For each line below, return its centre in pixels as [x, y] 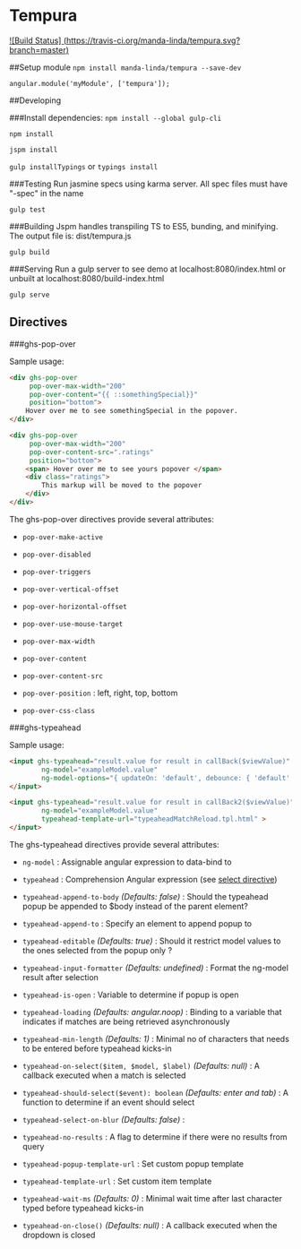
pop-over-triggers [56, 572]
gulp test [28, 210]
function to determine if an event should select [108, 1102]
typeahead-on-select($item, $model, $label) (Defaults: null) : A [141, 1065]
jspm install [34, 150]
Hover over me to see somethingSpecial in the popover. [132, 411]
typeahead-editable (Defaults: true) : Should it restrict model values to [151, 941]
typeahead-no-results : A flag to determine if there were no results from [155, 1137]
